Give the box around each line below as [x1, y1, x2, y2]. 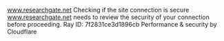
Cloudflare [7, 27, 37, 36]
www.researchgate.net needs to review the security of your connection [7, 13, 210, 21]
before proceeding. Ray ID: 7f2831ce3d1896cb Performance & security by [7, 20, 217, 28]
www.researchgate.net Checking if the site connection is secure [7, 6, 190, 14]
